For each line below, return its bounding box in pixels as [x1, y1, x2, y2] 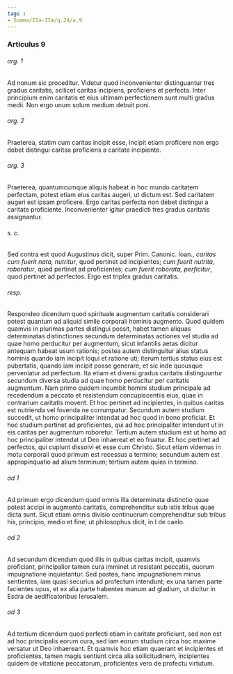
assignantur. [7, 213, 43, 221]
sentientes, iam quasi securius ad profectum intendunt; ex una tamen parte [7, 577, 223, 586]
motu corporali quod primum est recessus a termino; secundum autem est [7, 450, 220, 459]
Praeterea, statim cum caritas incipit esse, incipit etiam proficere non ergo [7, 138, 219, 146]
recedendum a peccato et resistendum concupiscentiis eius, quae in [7, 391, 203, 400]
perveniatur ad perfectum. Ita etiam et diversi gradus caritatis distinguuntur [7, 369, 223, 377]
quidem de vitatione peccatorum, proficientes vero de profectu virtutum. [7, 659, 215, 668]
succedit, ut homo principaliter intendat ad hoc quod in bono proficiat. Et [7, 414, 216, 422]
